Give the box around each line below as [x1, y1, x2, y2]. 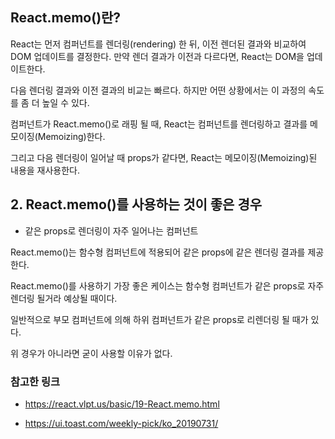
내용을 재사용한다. [10, 164, 81, 176]
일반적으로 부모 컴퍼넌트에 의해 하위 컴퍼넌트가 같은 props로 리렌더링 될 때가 [10, 313, 309, 325]
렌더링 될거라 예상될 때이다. [10, 292, 118, 304]
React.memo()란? [10, 9, 122, 27]
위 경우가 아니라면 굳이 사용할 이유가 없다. [10, 347, 173, 359]
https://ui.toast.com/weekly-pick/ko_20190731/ [24, 417, 219, 429]
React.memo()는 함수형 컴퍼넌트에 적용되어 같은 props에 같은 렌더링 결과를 [10, 246, 306, 258]
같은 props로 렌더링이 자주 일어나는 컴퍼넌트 [24, 224, 199, 237]
